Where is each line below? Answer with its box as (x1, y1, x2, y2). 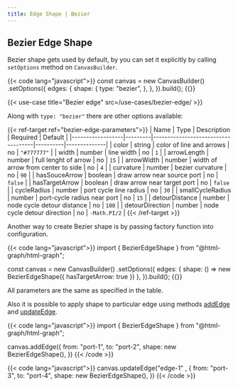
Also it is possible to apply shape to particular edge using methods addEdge (7, 300, 230, 309)
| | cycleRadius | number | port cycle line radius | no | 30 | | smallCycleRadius (7, 186, 232, 195)
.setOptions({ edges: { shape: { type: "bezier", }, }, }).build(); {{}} (7, 85, 196, 93)
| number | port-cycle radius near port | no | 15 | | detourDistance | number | (7, 193, 229, 202)
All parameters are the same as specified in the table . (7, 286, 163, 295)
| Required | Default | (7, 133, 69, 142)
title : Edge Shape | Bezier (7, 10, 91, 18)
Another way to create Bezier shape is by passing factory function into (7, 222, 214, 231)
